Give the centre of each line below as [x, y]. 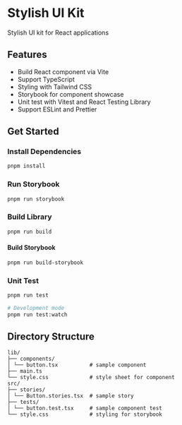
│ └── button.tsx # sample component [77, 365]
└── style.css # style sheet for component [91, 378]
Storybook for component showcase [71, 94]
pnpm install [26, 166]
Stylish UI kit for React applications [58, 32]
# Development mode [36, 308]
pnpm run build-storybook [45, 263]
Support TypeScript [46, 79]
